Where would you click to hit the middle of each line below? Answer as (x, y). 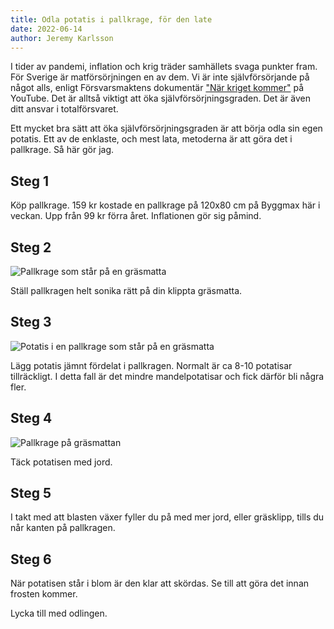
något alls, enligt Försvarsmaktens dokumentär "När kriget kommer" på (157, 88)
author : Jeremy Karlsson (62, 38)
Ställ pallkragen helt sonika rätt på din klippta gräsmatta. (126, 290)
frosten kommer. (44, 594)
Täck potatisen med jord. (61, 462)
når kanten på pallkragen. (63, 528)
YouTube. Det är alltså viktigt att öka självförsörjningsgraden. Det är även (160, 98)
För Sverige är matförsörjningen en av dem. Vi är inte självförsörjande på (160, 77)
